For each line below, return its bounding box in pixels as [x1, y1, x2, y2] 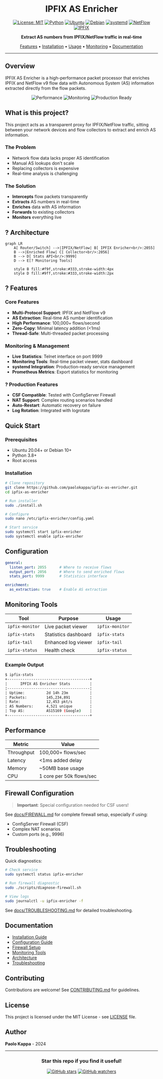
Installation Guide [12, 934, 47, 940]
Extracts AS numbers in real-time [12, 199, 80, 205]
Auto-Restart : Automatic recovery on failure [12, 402, 101, 408]
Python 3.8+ [12, 452, 37, 458]
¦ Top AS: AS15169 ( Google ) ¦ [5, 709, 92, 714]
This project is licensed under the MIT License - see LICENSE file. [5, 1014, 137, 1020]
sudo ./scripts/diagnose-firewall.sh [5, 885, 81, 890]
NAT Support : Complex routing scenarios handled [12, 397, 113, 403]
